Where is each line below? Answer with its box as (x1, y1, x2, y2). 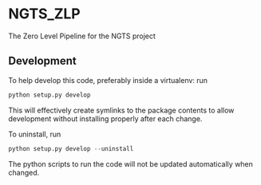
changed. (8, 167, 40, 177)
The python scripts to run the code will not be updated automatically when (8, 159, 254, 168)
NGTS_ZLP (8, 5, 81, 23)
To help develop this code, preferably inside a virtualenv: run (8, 75, 208, 85)
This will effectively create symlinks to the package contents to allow (8, 105, 235, 115)
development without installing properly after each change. (8, 113, 203, 124)
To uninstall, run (8, 129, 61, 139)
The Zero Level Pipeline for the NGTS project (8, 31, 156, 41)
